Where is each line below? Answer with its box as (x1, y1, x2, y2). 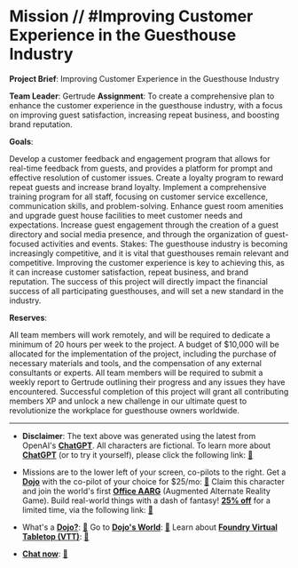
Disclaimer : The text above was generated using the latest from (21, 430, 256, 441)
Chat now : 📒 (21, 548, 68, 559)
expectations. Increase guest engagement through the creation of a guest (9, 220, 279, 230)
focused (9, 238, 40, 249)
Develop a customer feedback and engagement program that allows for (9, 153, 271, 164)
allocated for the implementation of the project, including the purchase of (9, 348, 277, 359)
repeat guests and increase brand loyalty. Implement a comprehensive (9, 181, 267, 192)
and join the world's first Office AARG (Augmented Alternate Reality (21, 485, 271, 496)
